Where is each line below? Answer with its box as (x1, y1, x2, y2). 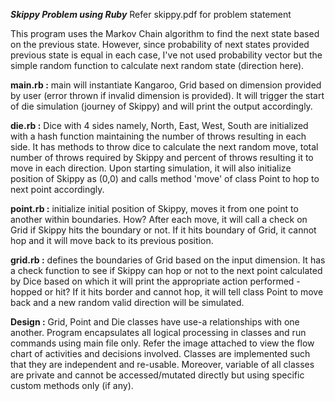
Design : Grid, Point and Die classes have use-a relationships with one (10, 316, 300, 328)
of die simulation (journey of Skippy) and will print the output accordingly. (10, 100, 313, 112)
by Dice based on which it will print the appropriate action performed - (10, 275, 301, 287)
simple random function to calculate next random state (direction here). (10, 60, 305, 71)
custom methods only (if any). (10, 380, 134, 391)
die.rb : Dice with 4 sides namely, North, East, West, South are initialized (10, 120, 309, 131)
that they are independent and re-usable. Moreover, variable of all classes (10, 359, 315, 370)
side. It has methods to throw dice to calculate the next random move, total (10, 141, 319, 153)
